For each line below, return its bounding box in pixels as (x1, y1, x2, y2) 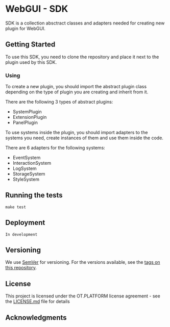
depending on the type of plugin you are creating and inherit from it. (5, 89, 149, 95)
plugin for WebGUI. (5, 25, 46, 31)
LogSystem (12, 165, 37, 171)
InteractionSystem (12, 160, 52, 166)
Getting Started (5, 40, 56, 49)
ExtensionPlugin (12, 114, 47, 120)
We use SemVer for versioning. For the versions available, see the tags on (5, 259, 160, 265)
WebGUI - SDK (5, 3, 68, 15)
